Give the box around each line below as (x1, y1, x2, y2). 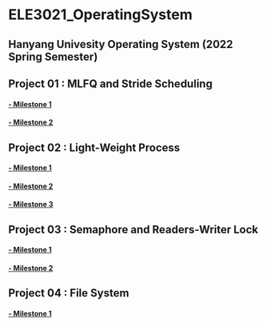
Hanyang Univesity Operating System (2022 (8, 38, 233, 51)
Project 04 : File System (8, 286, 129, 300)
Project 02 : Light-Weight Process (8, 141, 181, 154)
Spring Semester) (8, 50, 98, 63)
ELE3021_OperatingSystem (8, 6, 193, 24)
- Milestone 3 (8, 200, 54, 209)
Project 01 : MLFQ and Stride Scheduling (8, 77, 213, 90)
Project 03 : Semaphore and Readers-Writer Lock (8, 222, 259, 237)
